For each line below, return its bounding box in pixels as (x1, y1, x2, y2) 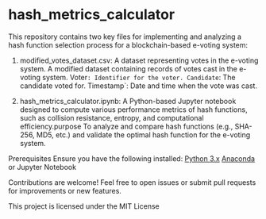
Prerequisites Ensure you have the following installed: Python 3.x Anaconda (8, 153, 256, 163)
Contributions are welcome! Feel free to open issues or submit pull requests (8, 177, 256, 187)
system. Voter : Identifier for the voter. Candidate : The (42, 72, 236, 82)
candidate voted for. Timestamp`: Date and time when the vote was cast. (19, 81, 258, 90)
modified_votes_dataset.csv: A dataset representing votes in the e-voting (19, 56, 259, 65)
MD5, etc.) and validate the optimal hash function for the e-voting (36, 129, 251, 140)
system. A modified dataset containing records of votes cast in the (19, 63, 238, 73)
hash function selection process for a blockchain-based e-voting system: (8, 40, 249, 49)
